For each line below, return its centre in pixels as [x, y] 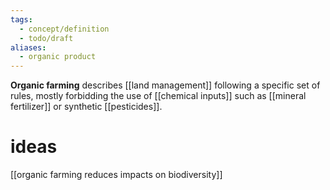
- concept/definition [64, 29]
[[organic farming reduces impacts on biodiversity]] [116, 175]
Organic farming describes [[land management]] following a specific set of [165, 85]
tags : [21, 19]
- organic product [58, 57]
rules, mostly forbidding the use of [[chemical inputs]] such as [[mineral [158, 96]
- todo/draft [46, 38]
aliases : [28, 47]
